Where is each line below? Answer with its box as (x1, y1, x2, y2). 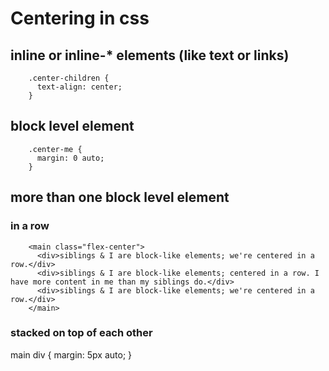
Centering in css (10, 7, 150, 30)
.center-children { (28, 73, 110, 83)
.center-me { (28, 144, 83, 154)
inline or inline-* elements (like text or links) (10, 47, 290, 64)
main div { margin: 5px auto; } (10, 348, 133, 361)
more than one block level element (10, 189, 230, 206)
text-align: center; (36, 82, 123, 92)
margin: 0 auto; (36, 153, 105, 163)
